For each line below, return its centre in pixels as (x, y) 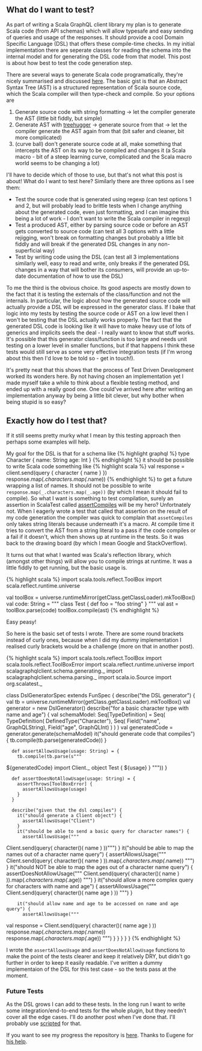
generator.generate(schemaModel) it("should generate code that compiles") (101, 733)
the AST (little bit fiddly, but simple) (59, 118)
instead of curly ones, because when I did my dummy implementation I (94, 640)
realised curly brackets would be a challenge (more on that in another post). (100, 646)
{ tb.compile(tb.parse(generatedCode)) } (57, 740)
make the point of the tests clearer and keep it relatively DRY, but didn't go (98, 956)
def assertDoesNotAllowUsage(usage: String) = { (74, 779)
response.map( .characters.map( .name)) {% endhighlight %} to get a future (99, 479)
